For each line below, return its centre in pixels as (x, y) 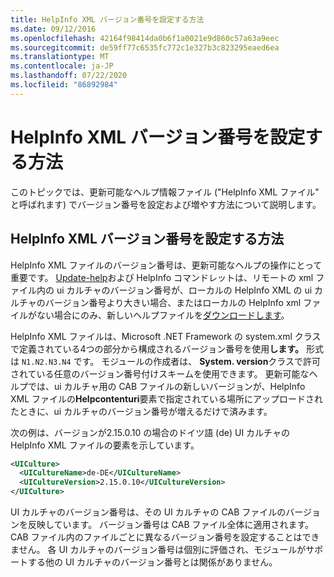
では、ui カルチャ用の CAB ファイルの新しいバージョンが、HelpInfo (166, 386)
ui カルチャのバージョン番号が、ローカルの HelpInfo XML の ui (184, 290)
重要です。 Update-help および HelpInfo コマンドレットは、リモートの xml (162, 277)
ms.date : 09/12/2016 (53, 29)
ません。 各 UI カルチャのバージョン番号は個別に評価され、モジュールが (158, 549)
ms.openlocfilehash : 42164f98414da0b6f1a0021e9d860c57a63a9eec (145, 38)
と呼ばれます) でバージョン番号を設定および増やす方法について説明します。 (166, 204)
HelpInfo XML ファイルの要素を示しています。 (105, 445)
